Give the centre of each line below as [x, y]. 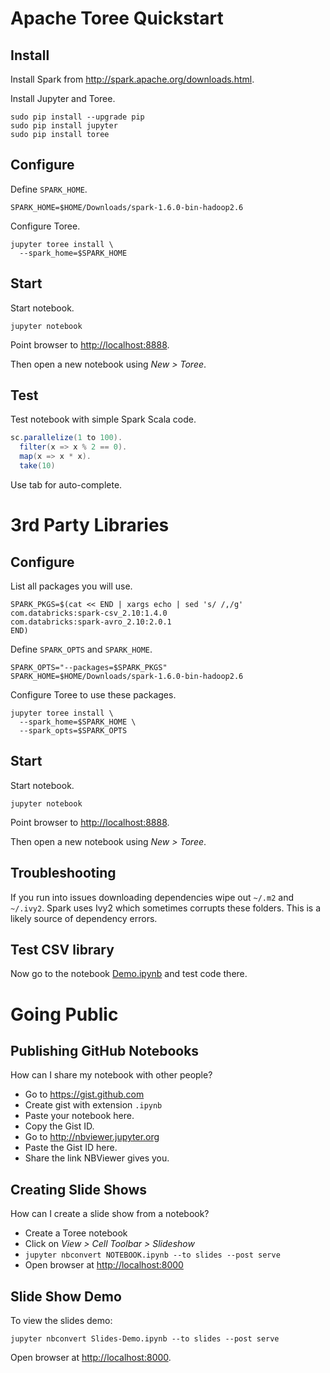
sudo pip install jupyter [64, 126]
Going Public [64, 1014]
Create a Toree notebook [76, 1233]
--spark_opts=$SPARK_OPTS [73, 730]
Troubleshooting [63, 873]
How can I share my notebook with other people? [111, 1075]
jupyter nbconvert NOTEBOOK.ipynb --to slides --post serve [152, 1255]
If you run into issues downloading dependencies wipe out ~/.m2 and [152, 897]
